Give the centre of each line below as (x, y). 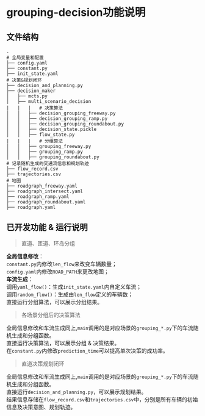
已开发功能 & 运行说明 (47, 227)
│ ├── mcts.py (27, 96)
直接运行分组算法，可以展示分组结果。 (54, 301)
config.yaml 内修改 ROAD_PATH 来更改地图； (58, 271)
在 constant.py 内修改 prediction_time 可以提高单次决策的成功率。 (88, 350)
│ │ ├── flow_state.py (41, 135)
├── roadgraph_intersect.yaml (45, 191)
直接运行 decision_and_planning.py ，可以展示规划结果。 (77, 392)
